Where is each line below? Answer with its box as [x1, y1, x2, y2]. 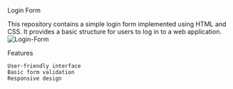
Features [7, 49, 33, 57]
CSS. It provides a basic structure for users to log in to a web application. [7, 28, 222, 36]
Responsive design [7, 75, 62, 82]
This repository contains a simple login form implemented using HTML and [7, 20, 227, 28]
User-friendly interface [7, 63, 81, 70]
